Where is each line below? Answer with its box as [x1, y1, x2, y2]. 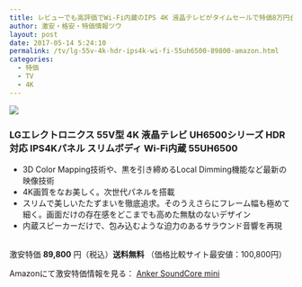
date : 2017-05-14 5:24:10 [9, 38, 106, 48]
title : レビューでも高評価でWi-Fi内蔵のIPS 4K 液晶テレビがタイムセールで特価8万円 [9, 13, 290, 22]
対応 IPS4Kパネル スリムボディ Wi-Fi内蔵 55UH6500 [9, 141, 238, 154]
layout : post [9, 30, 58, 39]
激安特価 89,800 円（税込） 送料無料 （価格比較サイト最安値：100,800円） [9, 248, 287, 259]
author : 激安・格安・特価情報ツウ [9, 22, 122, 31]
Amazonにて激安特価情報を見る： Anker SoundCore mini [9, 267, 220, 279]
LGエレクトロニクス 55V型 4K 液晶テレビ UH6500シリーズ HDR [9, 128, 286, 140]
